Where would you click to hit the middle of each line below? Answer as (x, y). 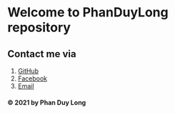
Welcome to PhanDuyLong (88, 12)
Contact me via (42, 54)
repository (39, 27)
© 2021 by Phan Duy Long (47, 102)
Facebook (32, 78)
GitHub (28, 71)
